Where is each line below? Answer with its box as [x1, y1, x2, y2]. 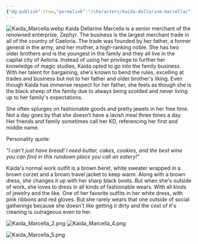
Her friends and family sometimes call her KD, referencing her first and [6, 117, 178, 124]
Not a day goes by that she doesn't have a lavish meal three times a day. [6, 111, 182, 118]
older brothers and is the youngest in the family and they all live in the [6, 50, 176, 57]
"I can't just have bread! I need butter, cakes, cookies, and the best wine [6, 147, 183, 154]
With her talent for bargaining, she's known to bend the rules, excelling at [6, 68, 184, 75]
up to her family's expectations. [6, 94, 83, 101]
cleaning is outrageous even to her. [6, 208, 92, 215]
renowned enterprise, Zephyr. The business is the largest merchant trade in [6, 31, 190, 38]
